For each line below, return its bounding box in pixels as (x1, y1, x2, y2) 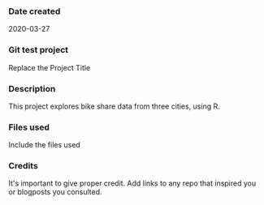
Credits (8, 160, 38, 172)
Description (8, 83, 56, 94)
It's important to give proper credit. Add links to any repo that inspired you (8, 178, 257, 188)
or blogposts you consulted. (8, 187, 103, 197)
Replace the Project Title (8, 62, 91, 72)
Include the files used (8, 140, 81, 150)
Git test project (8, 45, 69, 56)
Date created (8, 6, 61, 17)
